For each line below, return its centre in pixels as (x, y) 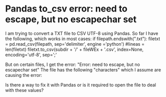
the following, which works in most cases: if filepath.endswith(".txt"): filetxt (83, 39)
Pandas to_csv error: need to (66, 9)
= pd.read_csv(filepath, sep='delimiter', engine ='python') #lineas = (75, 44)
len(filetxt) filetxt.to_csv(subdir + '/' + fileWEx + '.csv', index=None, (74, 49)
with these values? (25, 90)
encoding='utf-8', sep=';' (31, 55)
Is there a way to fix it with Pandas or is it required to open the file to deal (81, 85)
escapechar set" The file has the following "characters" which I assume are (83, 70)
